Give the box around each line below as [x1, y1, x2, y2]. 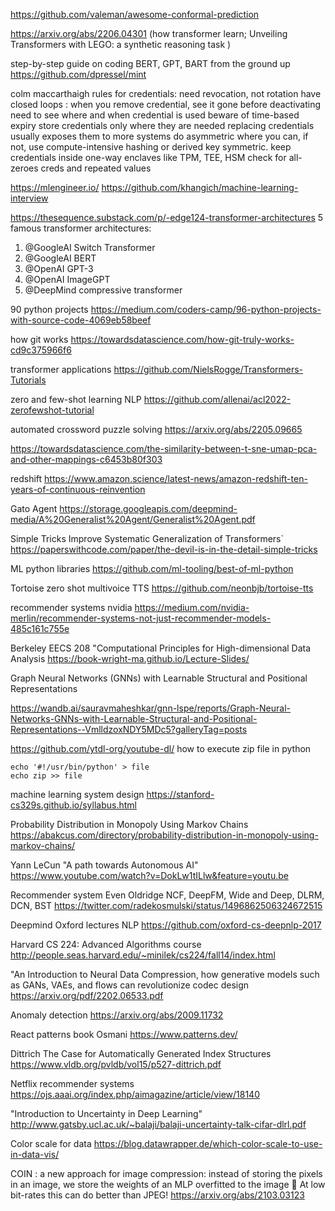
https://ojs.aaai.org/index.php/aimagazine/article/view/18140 [10, 1089, 260, 1100]
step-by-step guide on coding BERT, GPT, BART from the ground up [10, 58, 291, 69]
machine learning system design [10, 789, 145, 800]
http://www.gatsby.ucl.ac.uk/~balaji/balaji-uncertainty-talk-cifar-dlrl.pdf [10, 1119, 307, 1130]
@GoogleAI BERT [24, 252, 97, 264]
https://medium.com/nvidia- [134, 602, 250, 613]
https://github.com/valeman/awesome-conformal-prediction [10, 9, 260, 20]
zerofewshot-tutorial [10, 404, 95, 416]
